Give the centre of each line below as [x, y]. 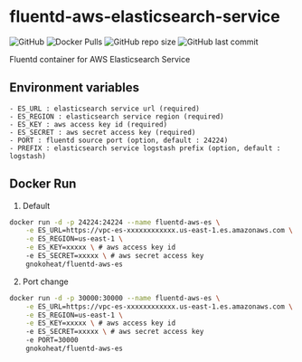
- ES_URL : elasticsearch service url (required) [105, 109]
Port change [46, 281]
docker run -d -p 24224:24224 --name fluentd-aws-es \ [115, 222]
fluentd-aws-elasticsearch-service [145, 17]
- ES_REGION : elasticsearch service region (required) [117, 116]
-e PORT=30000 [52, 340]
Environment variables [75, 88]
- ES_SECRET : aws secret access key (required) [103, 132]
